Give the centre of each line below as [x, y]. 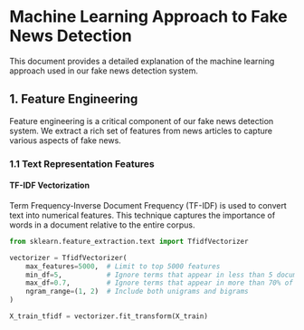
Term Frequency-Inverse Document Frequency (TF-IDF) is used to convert [148, 205]
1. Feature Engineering [74, 99]
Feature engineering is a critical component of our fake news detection [142, 121]
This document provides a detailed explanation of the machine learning [142, 61]
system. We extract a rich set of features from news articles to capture [141, 131]
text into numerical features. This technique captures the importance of [142, 215]
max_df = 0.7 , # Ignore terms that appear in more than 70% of [160, 283]
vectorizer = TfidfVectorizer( [68, 257]
